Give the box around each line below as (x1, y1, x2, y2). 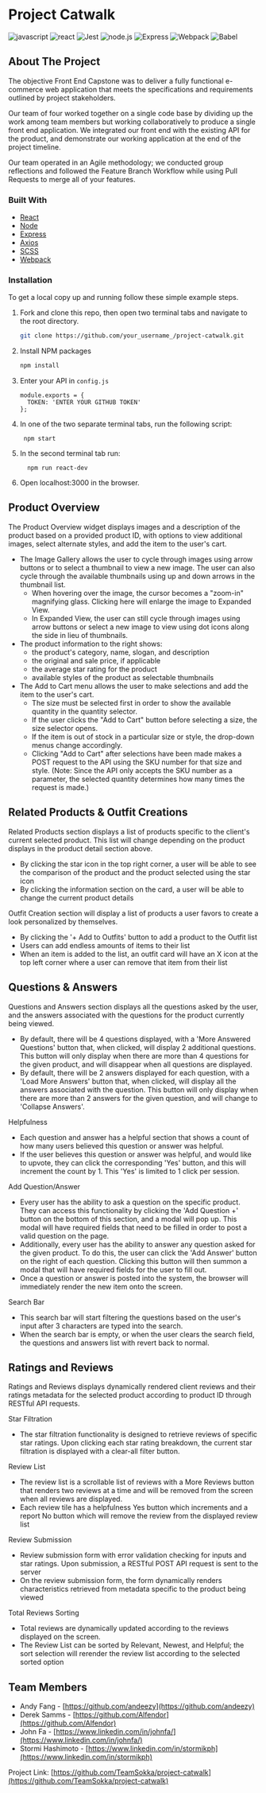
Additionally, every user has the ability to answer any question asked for (19, 1239, 256, 1249)
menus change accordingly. (31, 740, 123, 749)
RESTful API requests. (8, 1398, 80, 1409)
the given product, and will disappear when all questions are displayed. (19, 1060, 253, 1069)
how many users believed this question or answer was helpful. (19, 1141, 224, 1150)
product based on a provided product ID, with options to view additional (8, 531, 243, 540)
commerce (8, 84, 44, 94)
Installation (8, 274, 53, 286)
